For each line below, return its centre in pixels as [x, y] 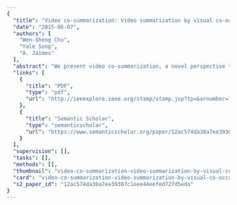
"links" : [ [29, 73]
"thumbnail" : [32, 171]
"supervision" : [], [42, 151]
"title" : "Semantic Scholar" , [70, 118]
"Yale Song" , [39, 46]
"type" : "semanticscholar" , [67, 125]
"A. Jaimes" [37, 54]
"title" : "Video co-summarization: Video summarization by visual [113, 20]
